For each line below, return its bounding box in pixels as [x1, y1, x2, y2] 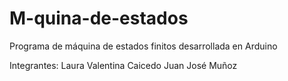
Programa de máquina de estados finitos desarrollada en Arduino [9, 40, 278, 52]
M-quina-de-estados [9, 7, 189, 30]
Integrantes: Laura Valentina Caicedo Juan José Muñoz [9, 59, 238, 71]
